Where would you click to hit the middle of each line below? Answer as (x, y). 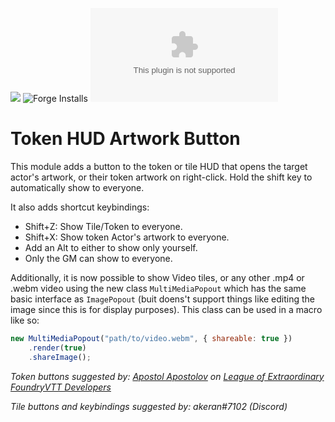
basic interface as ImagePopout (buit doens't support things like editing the (163, 299)
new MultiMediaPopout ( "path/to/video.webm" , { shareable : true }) (151, 338)
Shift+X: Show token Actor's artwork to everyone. (127, 237)
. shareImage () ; (60, 357)
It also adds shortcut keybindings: (80, 207)
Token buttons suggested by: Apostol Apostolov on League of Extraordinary (167, 376)
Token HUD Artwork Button (125, 139)
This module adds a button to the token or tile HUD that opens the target (159, 166)
